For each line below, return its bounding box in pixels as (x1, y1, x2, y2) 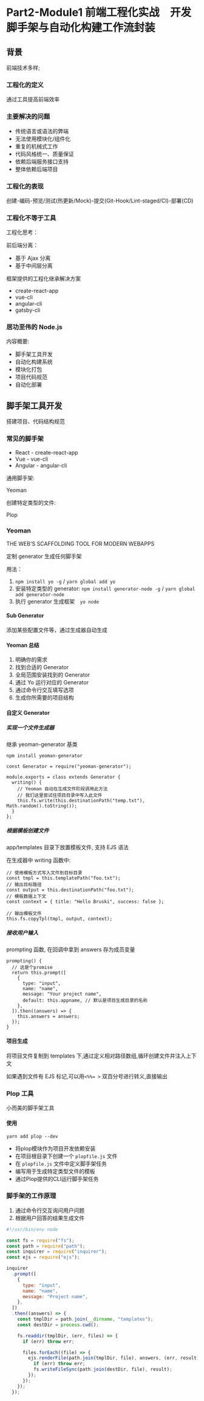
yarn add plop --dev (6, 1133, 59, 1140)
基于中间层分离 (15, 262, 53, 269)
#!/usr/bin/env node (6, 1226, 59, 1233)
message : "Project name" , (22, 1293, 88, 1299)
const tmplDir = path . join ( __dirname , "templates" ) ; (17, 1317, 154, 1323)
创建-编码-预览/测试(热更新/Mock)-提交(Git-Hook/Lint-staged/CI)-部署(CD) (6, 197, 194, 204)
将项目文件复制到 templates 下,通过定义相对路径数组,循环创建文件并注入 (6, 1052, 186, 1059)
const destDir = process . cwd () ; (17, 1321, 99, 1328)
